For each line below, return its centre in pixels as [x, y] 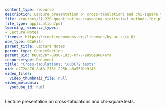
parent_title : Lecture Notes [35, 46]
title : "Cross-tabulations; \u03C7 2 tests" [51, 64]
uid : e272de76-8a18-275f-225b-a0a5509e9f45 [51, 69]
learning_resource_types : [32, 28]
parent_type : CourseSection [34, 51]
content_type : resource [30, 10]
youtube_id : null [27, 87]
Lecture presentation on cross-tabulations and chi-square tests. [70, 101]
